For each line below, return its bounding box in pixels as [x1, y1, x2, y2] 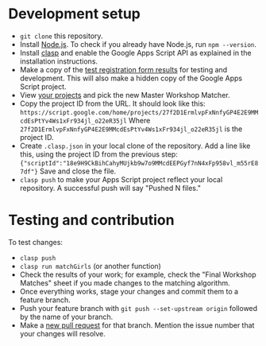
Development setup [8, 5, 141, 23]
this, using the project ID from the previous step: [19, 149, 179, 159]
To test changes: [8, 237, 64, 247]
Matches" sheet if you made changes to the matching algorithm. [19, 278, 230, 287]
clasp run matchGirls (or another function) [19, 261, 161, 270]
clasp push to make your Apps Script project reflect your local [19, 174, 223, 184]
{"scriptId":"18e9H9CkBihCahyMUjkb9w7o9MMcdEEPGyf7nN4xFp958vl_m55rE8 [19, 159, 259, 167]
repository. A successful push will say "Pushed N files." [19, 183, 201, 192]
